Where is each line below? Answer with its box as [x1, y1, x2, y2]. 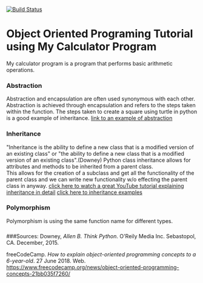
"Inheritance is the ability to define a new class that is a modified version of [6, 143, 195, 151]
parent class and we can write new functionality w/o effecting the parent [6, 176, 188, 183]
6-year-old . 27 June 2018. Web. [6, 257, 86, 264]
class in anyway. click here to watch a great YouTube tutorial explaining [6, 182, 184, 189]
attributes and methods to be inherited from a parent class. [6, 162, 153, 170]
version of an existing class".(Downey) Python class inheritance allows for [6, 156, 191, 164]
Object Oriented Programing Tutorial [6, 27, 193, 41]
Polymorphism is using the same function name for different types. [6, 217, 173, 224]
